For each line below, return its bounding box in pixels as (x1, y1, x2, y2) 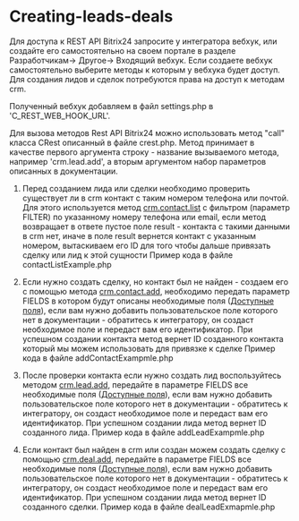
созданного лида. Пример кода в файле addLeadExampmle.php (21, 427, 265, 438)
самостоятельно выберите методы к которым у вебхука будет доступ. (9, 64, 280, 75)
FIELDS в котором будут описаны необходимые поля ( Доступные (21, 295, 275, 306)
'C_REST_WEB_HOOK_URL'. (9, 110, 111, 121)
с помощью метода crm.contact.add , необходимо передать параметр (21, 286, 291, 296)
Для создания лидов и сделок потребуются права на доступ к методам (9, 73, 285, 84)
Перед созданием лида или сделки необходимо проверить (21, 183, 251, 193)
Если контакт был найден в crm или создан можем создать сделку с (21, 444, 286, 455)
